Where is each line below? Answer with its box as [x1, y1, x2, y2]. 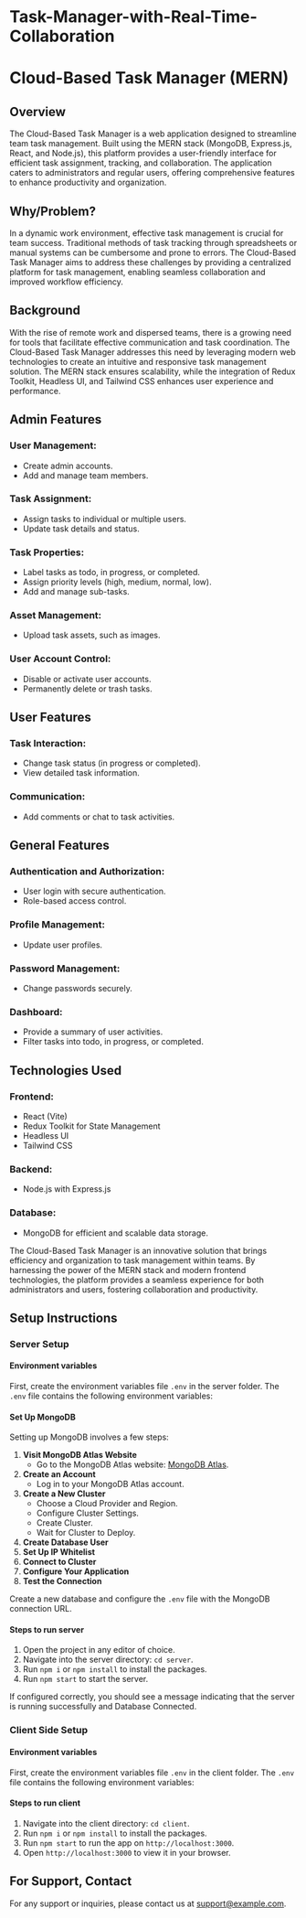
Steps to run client [9, 1797, 80, 1808]
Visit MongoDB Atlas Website [22, 1450, 137, 1461]
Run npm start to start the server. [22, 1674, 149, 1685]
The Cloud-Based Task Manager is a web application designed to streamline [9, 128, 297, 139]
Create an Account [22, 1469, 96, 1480]
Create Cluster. [36, 1517, 93, 1528]
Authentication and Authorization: [9, 864, 165, 877]
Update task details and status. [22, 523, 140, 534]
